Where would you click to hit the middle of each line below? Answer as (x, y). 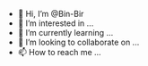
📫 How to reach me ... (59, 52)
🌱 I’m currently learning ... (65, 33)
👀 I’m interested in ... (56, 23)
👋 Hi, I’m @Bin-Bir (51, 14)
